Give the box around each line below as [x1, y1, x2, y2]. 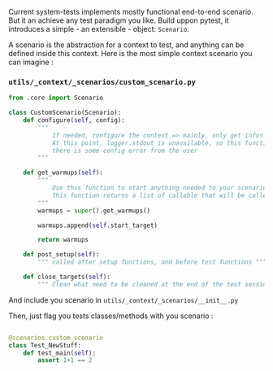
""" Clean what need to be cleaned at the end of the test [37, 280, 242, 288]
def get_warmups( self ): [23, 168, 104, 177]
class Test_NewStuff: [8, 341, 82, 349]
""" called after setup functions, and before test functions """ [37, 258, 267, 267]
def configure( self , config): [23, 116, 126, 124]
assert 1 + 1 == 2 [37, 356, 93, 364]
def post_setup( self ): [23, 251, 100, 259]
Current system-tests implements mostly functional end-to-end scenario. [8, 7, 253, 16]
